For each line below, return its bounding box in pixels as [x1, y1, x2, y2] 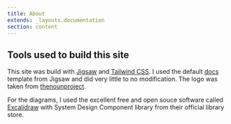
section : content [7, 23, 58, 30]
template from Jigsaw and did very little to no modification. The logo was [7, 75, 218, 84]
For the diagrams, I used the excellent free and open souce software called [7, 95, 224, 104]
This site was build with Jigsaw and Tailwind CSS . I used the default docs [7, 68, 219, 76]
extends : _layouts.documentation [7, 17, 105, 24]
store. [7, 111, 24, 119]
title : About [7, 10, 45, 17]
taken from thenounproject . [7, 82, 86, 91]
